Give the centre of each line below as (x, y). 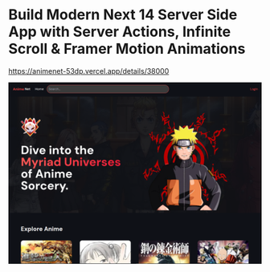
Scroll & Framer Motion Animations (127, 49)
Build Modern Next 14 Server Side (123, 15)
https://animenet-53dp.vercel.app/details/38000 (89, 71)
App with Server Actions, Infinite (120, 32)
